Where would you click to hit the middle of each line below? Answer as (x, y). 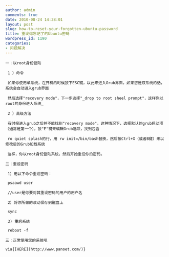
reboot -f (18, 230)
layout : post (19, 24)
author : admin (20, 10)
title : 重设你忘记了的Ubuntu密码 (38, 34)
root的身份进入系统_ (25, 103)
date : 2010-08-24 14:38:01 (34, 19)
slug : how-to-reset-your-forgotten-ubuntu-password (61, 29)
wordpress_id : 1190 (26, 39)
